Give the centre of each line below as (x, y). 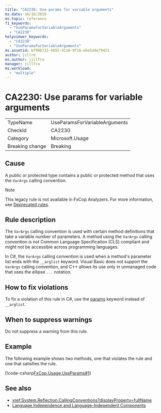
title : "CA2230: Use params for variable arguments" (59, 10)
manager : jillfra (23, 64)
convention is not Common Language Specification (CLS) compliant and (77, 242)
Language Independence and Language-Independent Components (79, 405)
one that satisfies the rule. (31, 363)
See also (18, 388)
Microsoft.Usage (70, 138)
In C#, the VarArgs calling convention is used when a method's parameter (78, 256)
